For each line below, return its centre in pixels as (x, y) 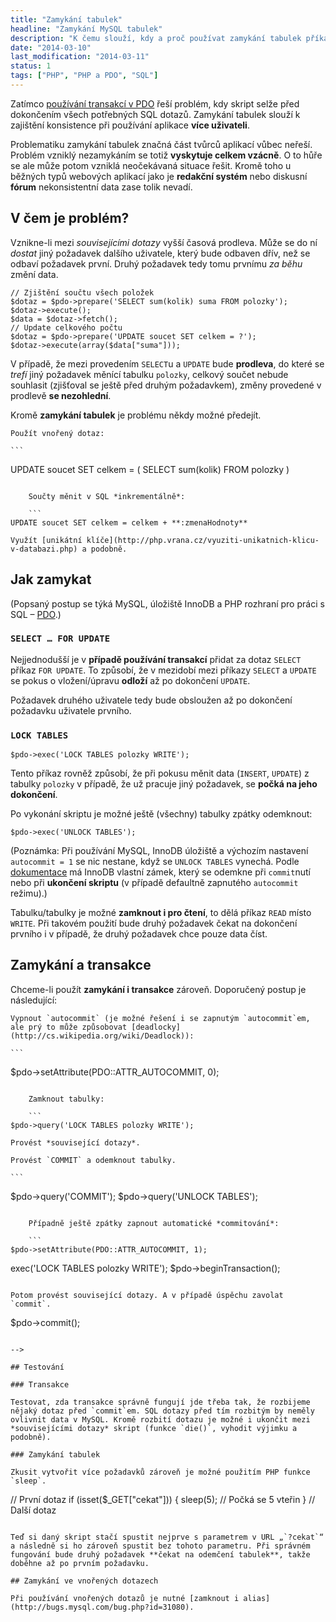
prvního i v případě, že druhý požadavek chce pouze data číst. (139, 934)
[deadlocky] (156, 1027)
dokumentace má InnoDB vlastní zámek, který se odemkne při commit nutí (160, 872)
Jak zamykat (51, 579)
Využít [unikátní (46, 540)
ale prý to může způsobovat (69, 1027)
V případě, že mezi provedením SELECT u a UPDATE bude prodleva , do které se (167, 363)
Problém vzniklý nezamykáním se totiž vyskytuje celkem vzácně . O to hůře (166, 155)
